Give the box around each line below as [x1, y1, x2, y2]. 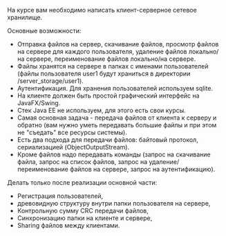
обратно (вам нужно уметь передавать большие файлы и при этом [17, 121, 217, 129]
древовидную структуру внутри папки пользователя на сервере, [17, 199, 211, 207]
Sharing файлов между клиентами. [17, 221, 120, 229]
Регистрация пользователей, [17, 192, 104, 200]
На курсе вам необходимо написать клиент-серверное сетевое [7, 6, 197, 14]
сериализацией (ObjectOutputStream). [17, 143, 130, 151]
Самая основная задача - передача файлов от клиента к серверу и [17, 114, 217, 122]
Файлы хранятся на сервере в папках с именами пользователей [17, 62, 209, 70]
